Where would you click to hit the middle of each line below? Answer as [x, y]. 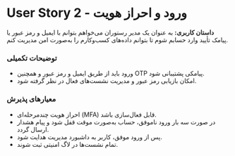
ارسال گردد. [33, 129]
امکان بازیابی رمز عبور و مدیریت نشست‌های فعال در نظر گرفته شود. [107, 81]
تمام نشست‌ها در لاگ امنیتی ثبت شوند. [67, 144]
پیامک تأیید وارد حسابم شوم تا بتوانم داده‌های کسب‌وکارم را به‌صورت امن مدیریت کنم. [117, 39]
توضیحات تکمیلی [32, 58]
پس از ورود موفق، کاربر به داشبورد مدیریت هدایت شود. [90, 137]
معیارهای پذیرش [31, 99]
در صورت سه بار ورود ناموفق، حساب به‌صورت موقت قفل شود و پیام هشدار [116, 122]
